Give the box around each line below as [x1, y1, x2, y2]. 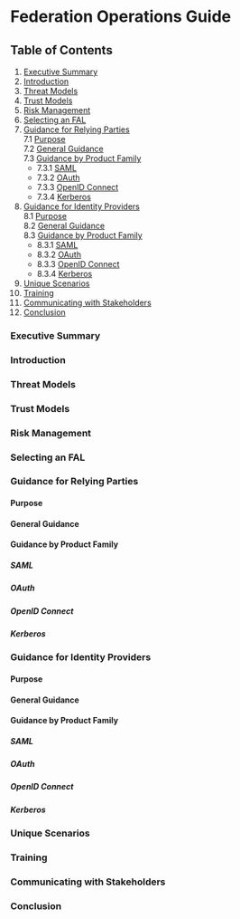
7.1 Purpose [23, 134, 66, 144]
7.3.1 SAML [36, 163, 78, 173]
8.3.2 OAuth [36, 249, 82, 260]
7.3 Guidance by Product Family [23, 153, 142, 164]
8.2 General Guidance [23, 220, 106, 231]
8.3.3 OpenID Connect [36, 259, 120, 269]
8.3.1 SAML [36, 240, 78, 250]
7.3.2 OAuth [36, 172, 80, 183]
